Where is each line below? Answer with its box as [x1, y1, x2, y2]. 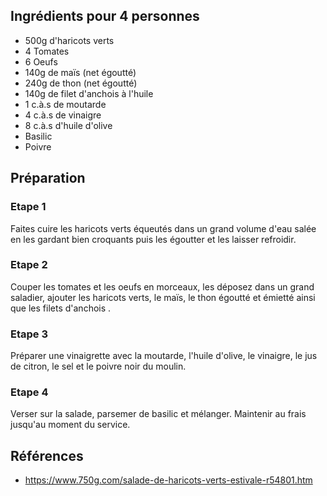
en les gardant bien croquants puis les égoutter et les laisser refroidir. [10, 233, 297, 245]
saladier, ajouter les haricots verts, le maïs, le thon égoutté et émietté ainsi [10, 291, 316, 303]
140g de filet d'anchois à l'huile [24, 87, 154, 99]
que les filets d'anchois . [10, 302, 112, 314]
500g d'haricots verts [24, 34, 115, 46]
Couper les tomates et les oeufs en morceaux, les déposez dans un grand [10, 280, 315, 293]
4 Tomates [24, 45, 70, 57]
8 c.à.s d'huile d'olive [24, 119, 113, 131]
